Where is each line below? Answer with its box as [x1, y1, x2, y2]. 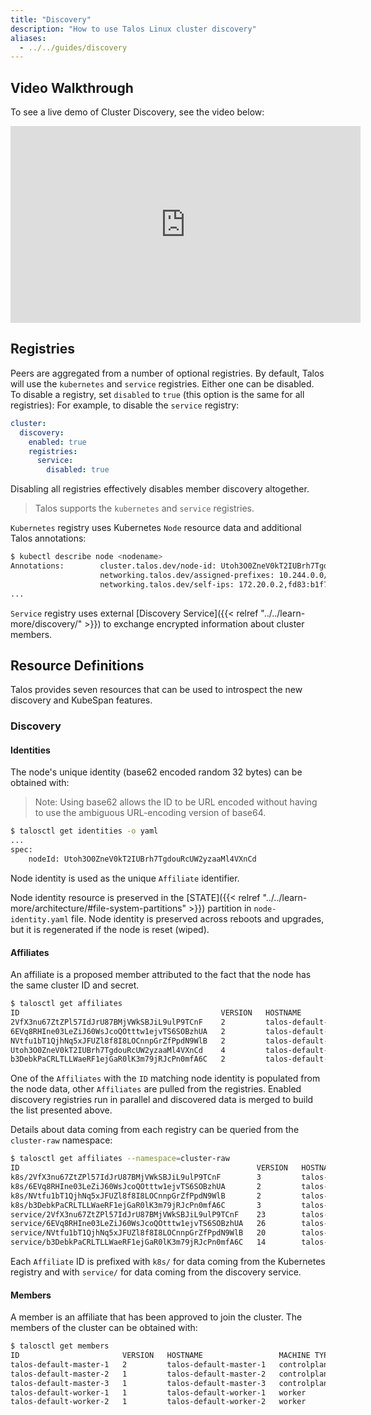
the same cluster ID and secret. [10, 979, 140, 991]
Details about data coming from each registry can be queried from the [10, 1124, 300, 1136]
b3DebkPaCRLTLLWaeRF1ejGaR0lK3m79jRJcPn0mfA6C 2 [10, 1054, 226, 1065]
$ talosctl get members [10, 1341, 110, 1351]
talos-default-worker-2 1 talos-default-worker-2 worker [10, 1397, 307, 1407]
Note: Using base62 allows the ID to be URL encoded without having [34, 796, 318, 808]
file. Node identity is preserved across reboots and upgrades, [71, 912, 325, 925]
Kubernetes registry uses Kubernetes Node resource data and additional [10, 522, 302, 534]
